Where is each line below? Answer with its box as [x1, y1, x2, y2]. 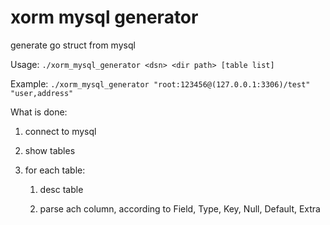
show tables [24, 144, 76, 156]
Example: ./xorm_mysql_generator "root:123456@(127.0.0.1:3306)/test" [10, 77, 311, 90]
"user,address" [10, 88, 74, 98]
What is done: [10, 106, 68, 118]
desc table [39, 183, 84, 195]
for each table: [24, 164, 86, 176]
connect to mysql [24, 125, 97, 137]
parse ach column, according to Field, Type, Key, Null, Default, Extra [39, 202, 321, 215]
